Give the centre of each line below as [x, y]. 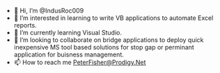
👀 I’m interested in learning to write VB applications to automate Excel [113, 18]
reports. [25, 25]
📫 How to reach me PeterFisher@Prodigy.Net [80, 62]
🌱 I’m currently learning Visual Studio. [68, 32]
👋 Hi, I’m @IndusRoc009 [49, 11]
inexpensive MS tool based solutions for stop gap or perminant [104, 47]
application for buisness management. [69, 54]
